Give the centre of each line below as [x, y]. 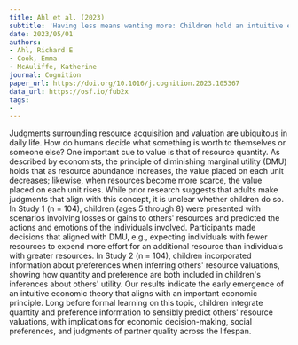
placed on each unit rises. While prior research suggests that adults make [144, 190]
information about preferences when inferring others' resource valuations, [145, 265]
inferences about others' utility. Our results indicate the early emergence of [147, 284]
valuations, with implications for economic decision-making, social [131, 322]
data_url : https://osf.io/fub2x [69, 91]
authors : [25, 42]
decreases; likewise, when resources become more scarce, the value [136, 180]
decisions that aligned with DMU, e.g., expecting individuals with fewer [138, 237]
